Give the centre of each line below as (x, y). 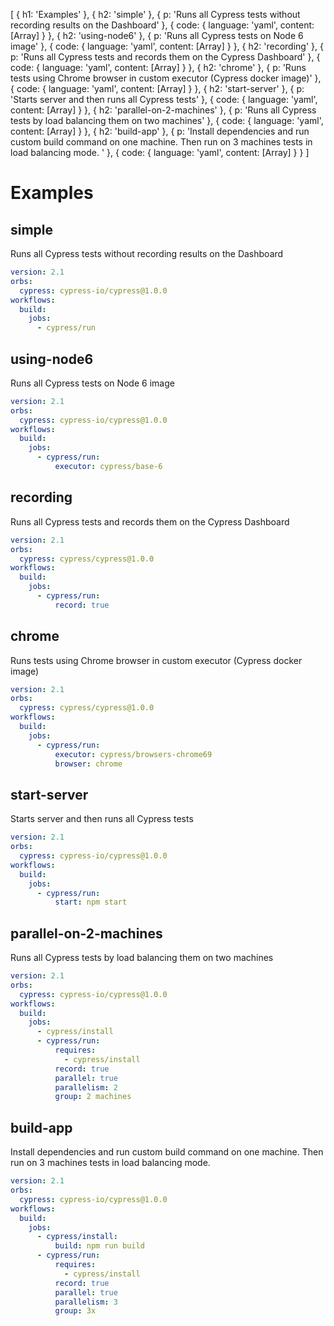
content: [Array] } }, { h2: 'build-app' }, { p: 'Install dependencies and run (160, 131)
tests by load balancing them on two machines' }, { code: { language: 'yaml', (167, 120)
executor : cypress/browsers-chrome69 (133, 754)
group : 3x (75, 1311)
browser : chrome (88, 764)
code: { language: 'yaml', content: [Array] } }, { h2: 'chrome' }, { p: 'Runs (158, 67)
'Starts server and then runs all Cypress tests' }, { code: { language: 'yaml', (164, 99)
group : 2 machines (93, 1097)
